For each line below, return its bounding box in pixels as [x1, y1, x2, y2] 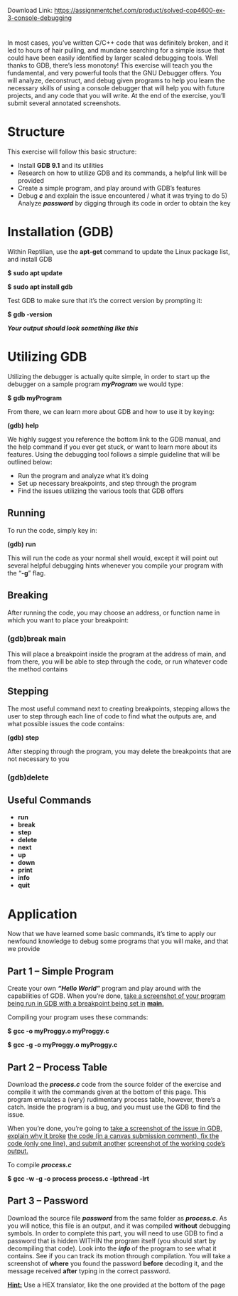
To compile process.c [7, 1161, 72, 1169]
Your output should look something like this [7, 324, 139, 333]
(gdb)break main [7, 633, 66, 643]
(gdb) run [7, 540, 36, 548]
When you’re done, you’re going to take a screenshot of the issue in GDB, [7, 1124, 222, 1133]
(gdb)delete [7, 772, 49, 782]
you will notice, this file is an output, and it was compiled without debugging [7, 1221, 231, 1230]
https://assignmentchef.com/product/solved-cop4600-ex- [54, 6, 226, 14]
